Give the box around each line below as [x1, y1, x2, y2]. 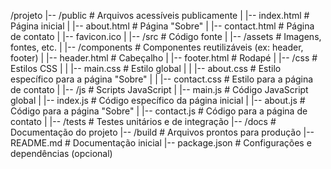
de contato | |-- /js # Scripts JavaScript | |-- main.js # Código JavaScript [10, 84, 309, 95]
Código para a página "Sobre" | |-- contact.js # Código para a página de [10, 105, 308, 117]
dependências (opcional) [10, 148, 113, 159]
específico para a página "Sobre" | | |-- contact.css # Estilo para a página [10, 73, 314, 85]
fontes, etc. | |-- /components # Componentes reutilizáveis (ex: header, [10, 41, 304, 53]
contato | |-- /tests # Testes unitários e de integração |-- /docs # [10, 116, 277, 127]
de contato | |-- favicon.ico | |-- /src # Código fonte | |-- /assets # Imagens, [10, 31, 322, 42]
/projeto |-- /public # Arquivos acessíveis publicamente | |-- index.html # [10, 10, 310, 21]
